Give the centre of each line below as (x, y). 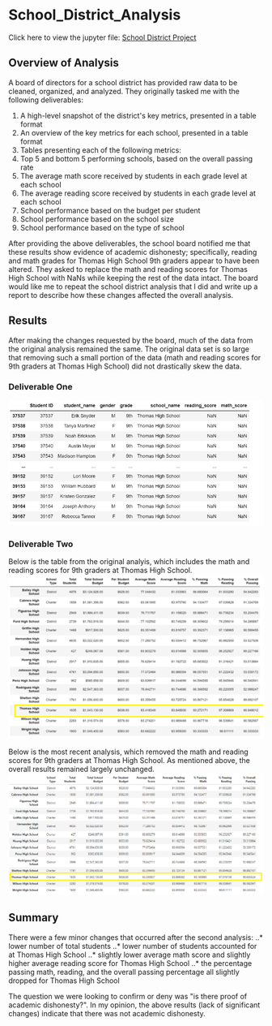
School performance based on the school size (97, 219)
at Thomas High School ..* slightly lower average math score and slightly (130, 955)
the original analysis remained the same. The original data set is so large (129, 349)
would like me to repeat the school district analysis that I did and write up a (133, 287)
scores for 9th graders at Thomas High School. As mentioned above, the (130, 761)
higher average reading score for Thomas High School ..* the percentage (130, 963)
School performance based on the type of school (102, 227)
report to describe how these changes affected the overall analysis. (121, 295)
